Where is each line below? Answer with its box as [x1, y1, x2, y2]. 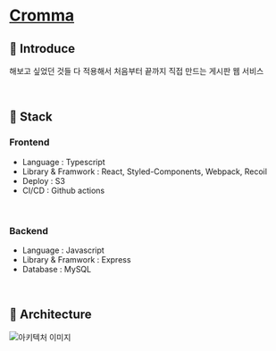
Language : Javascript [21, 245, 105, 255]
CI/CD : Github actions [21, 185, 105, 196]
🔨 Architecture [9, 307, 92, 322]
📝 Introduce [9, 41, 76, 56]
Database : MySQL [21, 263, 92, 274]
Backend [9, 224, 49, 237]
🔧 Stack [9, 109, 54, 125]
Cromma [9, 5, 74, 26]
